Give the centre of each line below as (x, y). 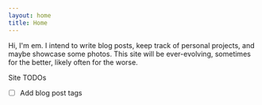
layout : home (30, 15)
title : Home (28, 23)
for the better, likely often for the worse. (73, 62)
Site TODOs (27, 77)
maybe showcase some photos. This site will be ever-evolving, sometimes (130, 54)
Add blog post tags (51, 92)
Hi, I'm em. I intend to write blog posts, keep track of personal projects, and (132, 45)
